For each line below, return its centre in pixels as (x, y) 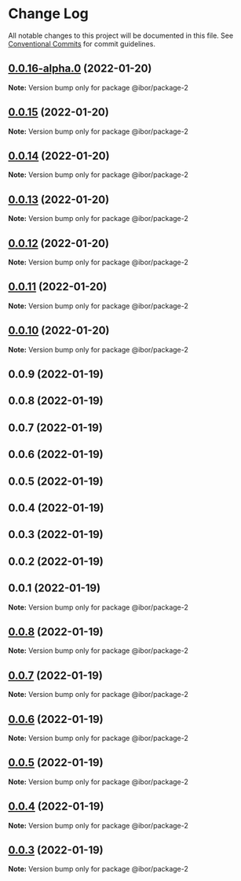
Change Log (48, 14)
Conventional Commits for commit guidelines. (82, 43)
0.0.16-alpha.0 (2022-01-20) (80, 69)
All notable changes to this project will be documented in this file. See (121, 35)
